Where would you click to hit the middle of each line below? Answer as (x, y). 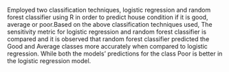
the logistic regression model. (49, 61)
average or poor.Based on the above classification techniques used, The (110, 24)
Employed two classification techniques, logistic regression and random (109, 10)
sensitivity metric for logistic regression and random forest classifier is (107, 32)
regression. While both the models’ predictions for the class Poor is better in (115, 53)
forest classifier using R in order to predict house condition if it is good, (108, 17)
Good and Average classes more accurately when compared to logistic (108, 46)
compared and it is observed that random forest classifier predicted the (108, 39)
